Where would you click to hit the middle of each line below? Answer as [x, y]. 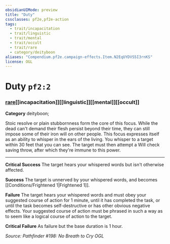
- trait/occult [26, 43]
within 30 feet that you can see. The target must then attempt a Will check [82, 144]
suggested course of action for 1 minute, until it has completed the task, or [83, 200]
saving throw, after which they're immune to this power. [63, 150]
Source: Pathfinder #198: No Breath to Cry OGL [55, 236]
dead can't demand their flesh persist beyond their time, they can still [78, 128]
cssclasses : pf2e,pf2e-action [37, 19]
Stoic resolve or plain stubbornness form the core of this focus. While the [82, 123]
